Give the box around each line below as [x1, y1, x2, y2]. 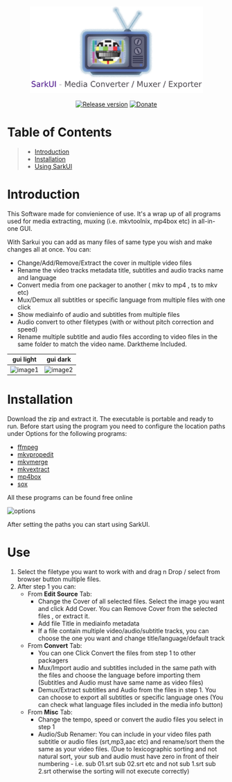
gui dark [46, 355, 71, 364]
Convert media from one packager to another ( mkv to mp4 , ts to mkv [17, 281, 218, 289]
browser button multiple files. [17, 575, 101, 583]
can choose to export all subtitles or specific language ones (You [37, 693, 224, 701]
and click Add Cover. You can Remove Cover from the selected [37, 605, 218, 612]
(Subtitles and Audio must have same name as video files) [37, 678, 204, 687]
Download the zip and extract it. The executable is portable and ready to [7, 415, 213, 423]
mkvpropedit [17, 450, 54, 459]
